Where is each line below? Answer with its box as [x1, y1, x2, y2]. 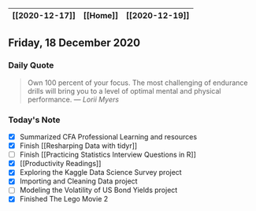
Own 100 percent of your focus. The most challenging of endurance [27, 78, 248, 87]
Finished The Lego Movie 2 [19, 194, 109, 204]
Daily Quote [8, 60, 54, 71]
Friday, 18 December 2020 [8, 36, 140, 50]
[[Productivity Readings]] [19, 159, 102, 168]
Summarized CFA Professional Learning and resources [19, 131, 198, 141]
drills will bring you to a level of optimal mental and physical [27, 86, 221, 95]
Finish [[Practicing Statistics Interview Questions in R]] [19, 150, 197, 160]
